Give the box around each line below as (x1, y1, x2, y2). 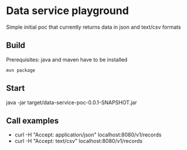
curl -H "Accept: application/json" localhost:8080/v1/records (14, 131, 162, 138)
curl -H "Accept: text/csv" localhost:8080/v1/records (14, 138, 143, 145)
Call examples (6, 115, 59, 125)
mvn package (6, 67, 35, 73)
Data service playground (6, 4, 129, 18)
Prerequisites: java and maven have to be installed (6, 56, 128, 63)
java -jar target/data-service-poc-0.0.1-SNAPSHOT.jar (6, 98, 137, 106)
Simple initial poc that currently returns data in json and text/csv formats (6, 23, 181, 30)
